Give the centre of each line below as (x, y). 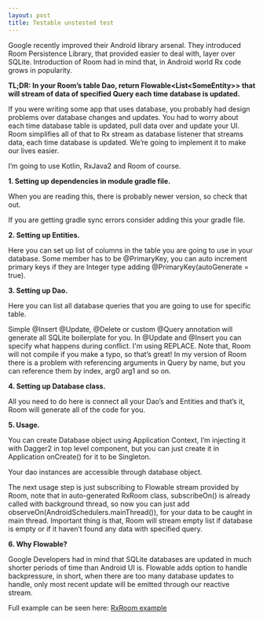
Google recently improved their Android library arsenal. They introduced (125, 45)
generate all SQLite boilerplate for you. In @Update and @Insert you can (125, 337)
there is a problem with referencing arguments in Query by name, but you (127, 363)
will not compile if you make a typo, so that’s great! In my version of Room (128, 354)
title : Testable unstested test (61, 23)
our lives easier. (34, 151)
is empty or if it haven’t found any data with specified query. (105, 529)
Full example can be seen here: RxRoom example (88, 607)
